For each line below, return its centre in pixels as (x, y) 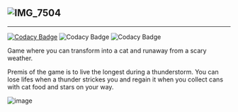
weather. (20, 58)
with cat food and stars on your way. (61, 86)
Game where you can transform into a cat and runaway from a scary (107, 50)
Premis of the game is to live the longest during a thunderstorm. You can (113, 72)
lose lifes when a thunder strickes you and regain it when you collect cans (115, 79)
